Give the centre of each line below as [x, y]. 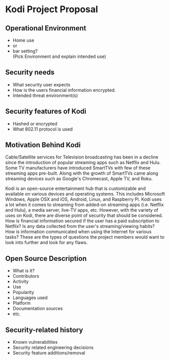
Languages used [30, 298]
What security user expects [41, 84]
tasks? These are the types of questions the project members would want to [85, 237]
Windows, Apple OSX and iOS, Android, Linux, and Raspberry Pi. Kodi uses [83, 200]
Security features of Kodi [46, 111]
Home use [23, 40]
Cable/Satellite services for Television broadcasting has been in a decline [82, 157]
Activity [21, 282]
